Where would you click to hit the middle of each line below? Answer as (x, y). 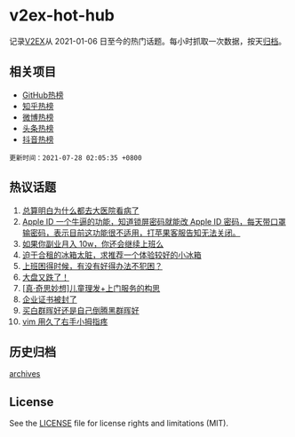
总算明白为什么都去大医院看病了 (80, 211)
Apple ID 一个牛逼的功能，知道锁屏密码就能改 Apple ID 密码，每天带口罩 (154, 221)
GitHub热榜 (43, 95)
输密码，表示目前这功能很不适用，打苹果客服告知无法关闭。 (131, 233)
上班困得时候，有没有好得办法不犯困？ (92, 266)
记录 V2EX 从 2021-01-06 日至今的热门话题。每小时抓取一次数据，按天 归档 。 (148, 41)
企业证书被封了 (49, 299)
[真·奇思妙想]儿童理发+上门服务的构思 (91, 288)
